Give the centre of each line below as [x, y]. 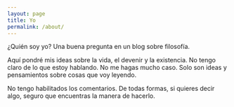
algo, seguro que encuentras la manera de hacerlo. [82, 96]
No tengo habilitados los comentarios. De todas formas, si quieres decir [111, 89]
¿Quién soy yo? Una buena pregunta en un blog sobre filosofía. [99, 47]
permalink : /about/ [36, 27]
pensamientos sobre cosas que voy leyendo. [72, 75]
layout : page [26, 14]
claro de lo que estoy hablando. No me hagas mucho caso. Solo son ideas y [117, 68]
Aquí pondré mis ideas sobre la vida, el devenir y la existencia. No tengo [112, 60]
